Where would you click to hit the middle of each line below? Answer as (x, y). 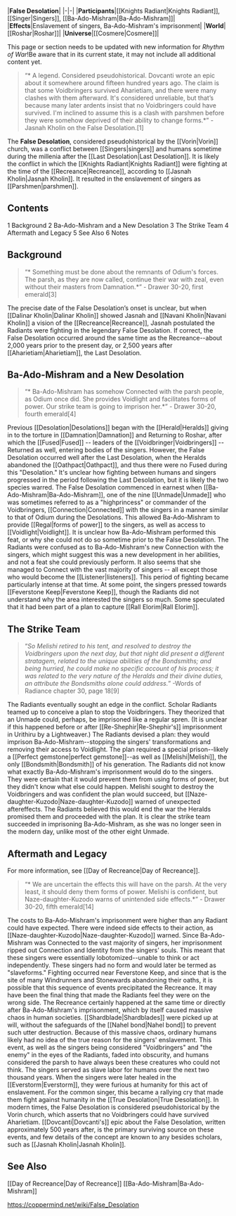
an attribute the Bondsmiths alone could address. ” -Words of (113, 684)
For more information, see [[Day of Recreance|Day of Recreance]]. (104, 871)
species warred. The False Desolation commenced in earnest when (105, 487)
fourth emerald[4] (50, 414)
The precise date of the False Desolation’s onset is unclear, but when (107, 308)
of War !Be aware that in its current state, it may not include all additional (112, 54)
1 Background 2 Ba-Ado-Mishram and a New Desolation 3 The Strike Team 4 (118, 225)
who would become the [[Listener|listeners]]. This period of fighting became (118, 577)
